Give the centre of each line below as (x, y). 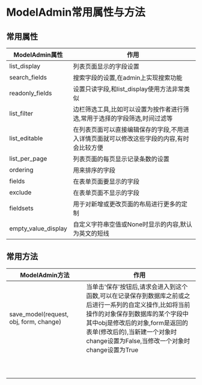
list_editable (26, 138)
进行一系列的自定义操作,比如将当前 (141, 304)
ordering (21, 170)
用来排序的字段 (94, 170)
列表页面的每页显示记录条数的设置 (121, 159)
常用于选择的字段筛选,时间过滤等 (127, 118)
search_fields (28, 77)
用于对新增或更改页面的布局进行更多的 (127, 204)
